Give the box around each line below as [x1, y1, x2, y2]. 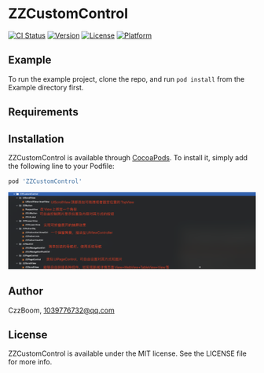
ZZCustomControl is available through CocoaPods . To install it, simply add [8, 152, 248, 162]
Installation [8, 132, 64, 145]
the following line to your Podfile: [8, 161, 115, 170]
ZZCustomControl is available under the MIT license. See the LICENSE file [8, 349, 247, 358]
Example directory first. [8, 82, 84, 92]
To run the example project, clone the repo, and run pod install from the [8, 74, 245, 83]
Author [8, 284, 43, 298]
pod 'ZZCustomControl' [8, 177, 82, 185]
